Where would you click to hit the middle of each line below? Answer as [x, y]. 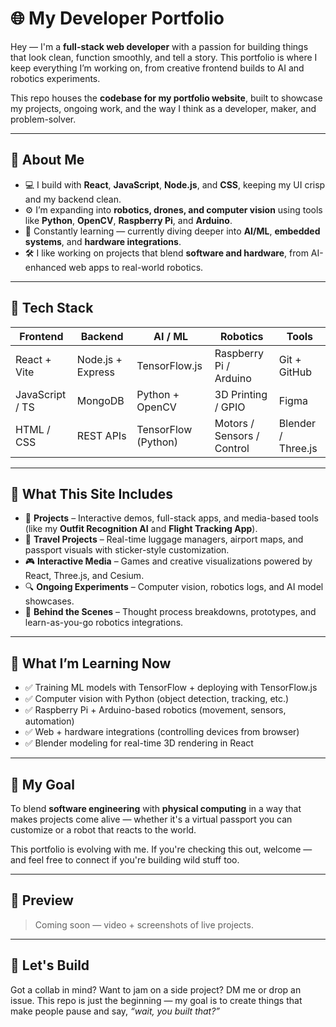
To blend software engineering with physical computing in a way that [156, 808]
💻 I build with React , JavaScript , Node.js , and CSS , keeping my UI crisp [175, 184]
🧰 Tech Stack [52, 308]
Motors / [234, 423]
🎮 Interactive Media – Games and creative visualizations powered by [168, 561]
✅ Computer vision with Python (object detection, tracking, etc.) [157, 699]
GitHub [295, 372]
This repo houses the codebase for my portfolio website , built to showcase [166, 98]
